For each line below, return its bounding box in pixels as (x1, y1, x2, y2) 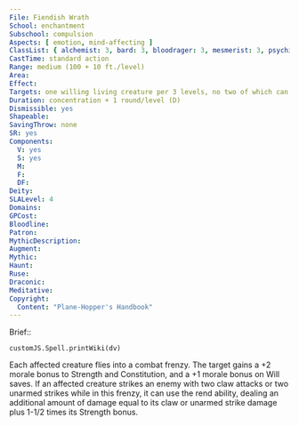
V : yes (17, 145, 42, 154)
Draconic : (9, 277, 46, 286)
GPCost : (9, 211, 38, 221)
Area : (9, 71, 29, 80)
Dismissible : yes (9, 104, 74, 113)
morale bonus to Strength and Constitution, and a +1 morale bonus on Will (9, 369, 280, 380)
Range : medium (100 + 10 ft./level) (9, 63, 145, 72)
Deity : (9, 187, 34, 196)
